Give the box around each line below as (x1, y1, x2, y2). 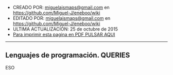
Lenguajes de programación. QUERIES (5, 51, 130, 60)
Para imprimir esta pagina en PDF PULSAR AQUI (12, 32, 115, 37)
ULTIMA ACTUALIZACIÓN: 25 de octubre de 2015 (12, 26, 118, 32)
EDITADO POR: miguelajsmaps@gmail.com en (12, 15, 111, 21)
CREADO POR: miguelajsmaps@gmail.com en (12, 5, 110, 10)
